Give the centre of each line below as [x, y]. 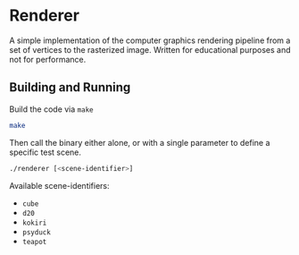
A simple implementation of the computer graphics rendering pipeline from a [150, 40]
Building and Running [70, 87]
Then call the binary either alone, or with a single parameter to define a [140, 142]
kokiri [34, 223]
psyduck [36, 232]
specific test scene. [46, 152]
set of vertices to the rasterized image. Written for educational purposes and [150, 49]
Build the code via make [51, 109]
